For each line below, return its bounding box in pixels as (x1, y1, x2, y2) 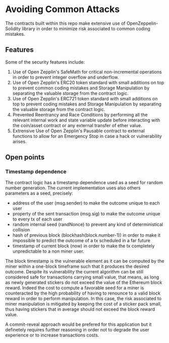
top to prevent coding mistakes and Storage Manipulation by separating (12, 101, 161, 107)
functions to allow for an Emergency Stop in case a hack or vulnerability (12, 133, 162, 139)
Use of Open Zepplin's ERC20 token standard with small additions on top (12, 79, 164, 85)
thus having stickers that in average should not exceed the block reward (5, 306, 155, 312)
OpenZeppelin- (126, 20, 158, 26)
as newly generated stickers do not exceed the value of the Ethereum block (5, 279, 162, 285)
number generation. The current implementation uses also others (5, 185, 141, 191)
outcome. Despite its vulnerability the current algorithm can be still (5, 269, 144, 275)
